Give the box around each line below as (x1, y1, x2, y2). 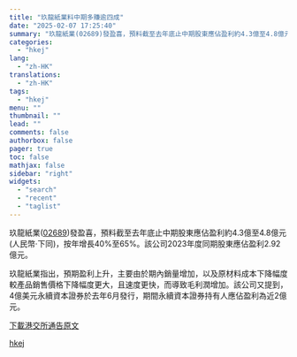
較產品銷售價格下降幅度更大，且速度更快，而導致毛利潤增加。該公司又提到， (9, 279, 288, 290)
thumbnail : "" (9, 111, 62, 120)
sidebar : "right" (9, 169, 73, 178)
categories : (9, 37, 53, 47)
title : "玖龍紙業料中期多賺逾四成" (9, 12, 125, 22)
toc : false (9, 152, 49, 162)
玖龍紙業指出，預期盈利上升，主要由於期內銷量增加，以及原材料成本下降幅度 (9, 268, 288, 278)
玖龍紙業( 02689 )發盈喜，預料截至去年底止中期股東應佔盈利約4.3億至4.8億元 (9, 227, 287, 238)
